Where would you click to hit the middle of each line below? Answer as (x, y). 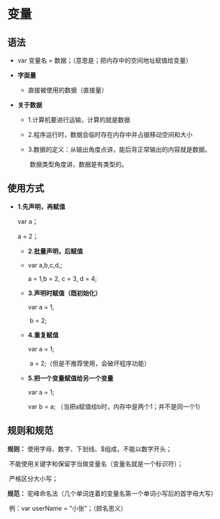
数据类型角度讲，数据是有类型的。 (79, 164)
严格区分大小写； (33, 478)
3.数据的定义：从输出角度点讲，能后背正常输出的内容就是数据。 (119, 149)
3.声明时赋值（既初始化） (65, 293)
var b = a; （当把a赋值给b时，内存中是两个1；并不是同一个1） (116, 407)
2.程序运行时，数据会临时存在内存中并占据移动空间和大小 (110, 134)
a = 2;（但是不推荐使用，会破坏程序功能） (90, 363)
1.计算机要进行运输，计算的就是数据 (79, 120)
